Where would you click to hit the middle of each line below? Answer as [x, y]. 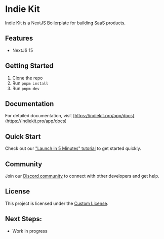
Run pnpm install [30, 83]
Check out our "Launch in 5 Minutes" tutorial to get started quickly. [73, 148]
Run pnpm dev [26, 88]
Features [19, 38]
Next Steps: [23, 219]
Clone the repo [27, 78]
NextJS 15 [22, 50]
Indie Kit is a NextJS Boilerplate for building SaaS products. [65, 23]
